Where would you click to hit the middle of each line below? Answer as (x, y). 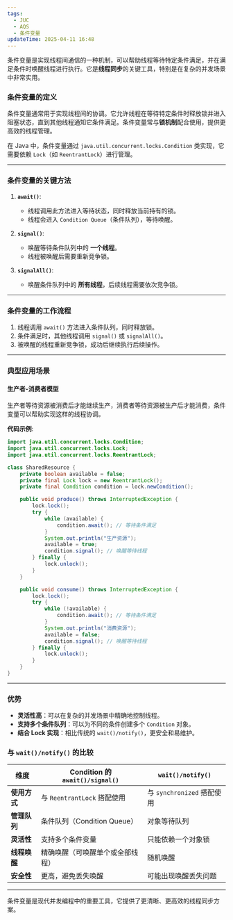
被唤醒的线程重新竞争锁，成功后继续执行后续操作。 (90, 345)
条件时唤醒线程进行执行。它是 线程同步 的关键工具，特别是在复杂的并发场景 (119, 69)
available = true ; (71, 545)
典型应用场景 (29, 370)
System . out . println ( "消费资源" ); (90, 628)
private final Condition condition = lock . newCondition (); (107, 487)
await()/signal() (90, 780)
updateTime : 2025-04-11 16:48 (51, 40)
